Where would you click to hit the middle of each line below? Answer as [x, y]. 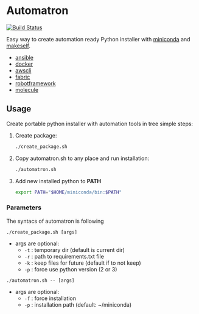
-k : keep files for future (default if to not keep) [82, 263]
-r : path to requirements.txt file [64, 256]
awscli [23, 70]
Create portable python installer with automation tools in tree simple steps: [100, 124]
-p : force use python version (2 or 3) [71, 269]
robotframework [35, 83]
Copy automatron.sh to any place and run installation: [82, 158]
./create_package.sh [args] [42, 232]
